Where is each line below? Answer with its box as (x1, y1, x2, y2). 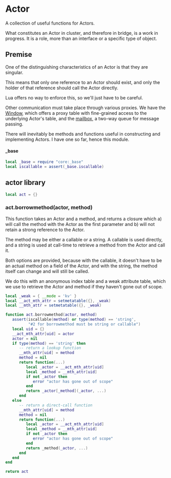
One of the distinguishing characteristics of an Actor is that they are (5, 64, 148, 70)
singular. (5, 69, 24, 75)
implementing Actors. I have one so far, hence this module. (5, 136, 130, 142)
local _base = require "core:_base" (5, 159, 83, 164)
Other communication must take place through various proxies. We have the (5, 105, 166, 111)
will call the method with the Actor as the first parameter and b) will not (5, 221, 155, 227)
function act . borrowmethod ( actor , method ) (5, 312, 97, 318)
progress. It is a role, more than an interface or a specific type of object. (5, 35, 157, 41)
